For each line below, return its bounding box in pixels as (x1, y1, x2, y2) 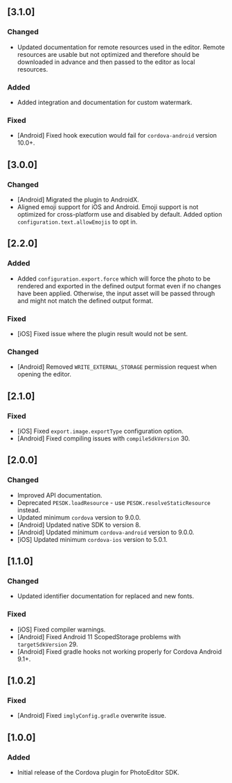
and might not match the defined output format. (17, 296, 154, 305)
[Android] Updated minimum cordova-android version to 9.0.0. (17, 528, 195, 536)
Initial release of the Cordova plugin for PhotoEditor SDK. (17, 768, 180, 776)
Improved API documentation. (17, 491, 102, 500)
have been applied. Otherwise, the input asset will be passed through (17, 289, 215, 297)
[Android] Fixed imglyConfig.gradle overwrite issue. (17, 711, 167, 720)
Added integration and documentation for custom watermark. (17, 98, 193, 106)
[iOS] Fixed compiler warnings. (17, 625, 106, 634)
